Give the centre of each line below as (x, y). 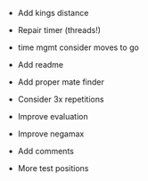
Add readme (41, 65)
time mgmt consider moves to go (78, 47)
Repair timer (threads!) (59, 30)
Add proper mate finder (61, 82)
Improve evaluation (53, 116)
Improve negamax (51, 134)
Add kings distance (53, 13)
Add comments (45, 151)
